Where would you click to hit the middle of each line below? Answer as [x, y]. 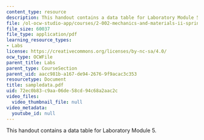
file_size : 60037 [28, 29]
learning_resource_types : [39, 40]
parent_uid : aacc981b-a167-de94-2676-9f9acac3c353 [72, 74]
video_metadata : [27, 108]
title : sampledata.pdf [35, 85]
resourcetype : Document [36, 79]
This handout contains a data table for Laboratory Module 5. [81, 130]
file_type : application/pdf [42, 35]
